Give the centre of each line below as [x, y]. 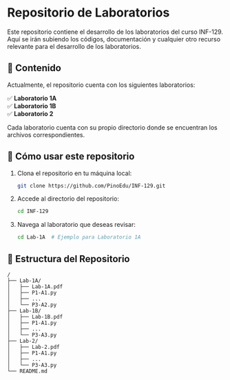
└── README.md [28, 371]
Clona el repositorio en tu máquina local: [74, 173]
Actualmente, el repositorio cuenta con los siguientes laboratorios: [101, 85]
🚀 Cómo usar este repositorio [71, 157]
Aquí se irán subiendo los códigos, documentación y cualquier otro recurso [114, 39]
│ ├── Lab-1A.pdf [35, 287]
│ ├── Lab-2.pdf [33, 347]
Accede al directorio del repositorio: [68, 199]
